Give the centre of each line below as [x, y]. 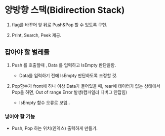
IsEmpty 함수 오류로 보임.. [44, 102]
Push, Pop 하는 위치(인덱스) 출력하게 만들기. [55, 128]
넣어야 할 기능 [20, 116]
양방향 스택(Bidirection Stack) [65, 10]
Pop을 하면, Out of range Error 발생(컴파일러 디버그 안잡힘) [69, 92]
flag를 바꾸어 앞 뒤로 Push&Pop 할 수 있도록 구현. [60, 25]
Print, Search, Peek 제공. [37, 35]
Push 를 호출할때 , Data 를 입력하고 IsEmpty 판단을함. [64, 65]
